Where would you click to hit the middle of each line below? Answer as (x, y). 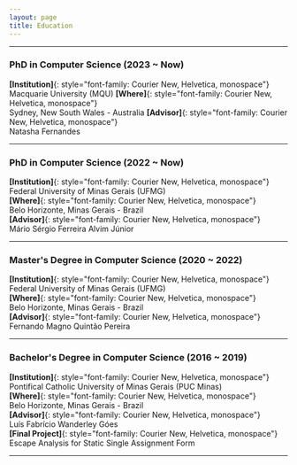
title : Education (41, 26)
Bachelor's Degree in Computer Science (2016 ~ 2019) (128, 358)
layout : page (33, 17)
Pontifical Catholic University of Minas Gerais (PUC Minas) (116, 386)
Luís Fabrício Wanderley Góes (64, 424)
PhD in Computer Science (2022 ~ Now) (96, 162)
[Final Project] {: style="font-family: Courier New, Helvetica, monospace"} (144, 433)
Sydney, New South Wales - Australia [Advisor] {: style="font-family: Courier (148, 112)
